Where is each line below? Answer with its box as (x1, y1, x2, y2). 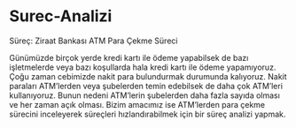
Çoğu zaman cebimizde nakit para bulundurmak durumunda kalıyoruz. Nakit (9, 71, 287, 81)
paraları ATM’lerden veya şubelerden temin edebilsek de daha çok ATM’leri (9, 80, 284, 91)
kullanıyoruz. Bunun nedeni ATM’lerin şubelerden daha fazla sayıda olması (9, 90, 281, 101)
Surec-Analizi (9, 6, 113, 26)
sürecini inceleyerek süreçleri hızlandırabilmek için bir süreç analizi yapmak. (9, 109, 286, 119)
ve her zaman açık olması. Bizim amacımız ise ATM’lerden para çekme (9, 99, 266, 109)
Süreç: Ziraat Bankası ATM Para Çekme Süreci (9, 35, 178, 46)
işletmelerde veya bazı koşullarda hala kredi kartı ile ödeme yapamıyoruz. (9, 62, 277, 72)
